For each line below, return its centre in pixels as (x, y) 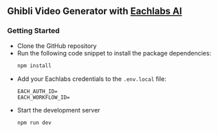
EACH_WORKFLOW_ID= (43, 97)
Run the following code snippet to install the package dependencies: (114, 53)
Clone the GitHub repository (57, 46)
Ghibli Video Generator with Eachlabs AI (95, 11)
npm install (34, 65)
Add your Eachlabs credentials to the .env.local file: (91, 79)
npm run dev (34, 123)
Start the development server (59, 110)
